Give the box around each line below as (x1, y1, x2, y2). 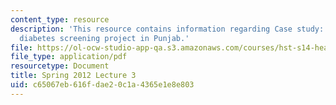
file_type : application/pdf (10, 52, 128, 62)
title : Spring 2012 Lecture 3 (10, 71, 137, 81)
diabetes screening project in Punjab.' (19, 33, 190, 43)
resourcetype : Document (10, 61, 110, 71)
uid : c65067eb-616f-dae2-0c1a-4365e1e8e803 (10, 80, 195, 90)
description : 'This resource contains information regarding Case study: (10, 24, 325, 34)
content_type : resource (10, 14, 110, 25)
